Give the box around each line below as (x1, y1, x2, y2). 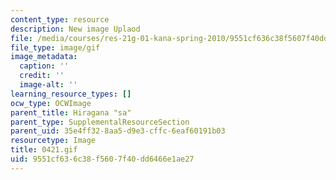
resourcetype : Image (10, 136, 97, 146)
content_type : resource (10, 14, 110, 25)
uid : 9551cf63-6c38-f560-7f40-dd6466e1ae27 (10, 154, 195, 164)
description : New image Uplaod (10, 24, 141, 34)
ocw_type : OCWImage (10, 98, 92, 108)
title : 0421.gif (10, 145, 78, 155)
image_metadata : (10, 52, 78, 62)
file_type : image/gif (10, 42, 101, 53)
